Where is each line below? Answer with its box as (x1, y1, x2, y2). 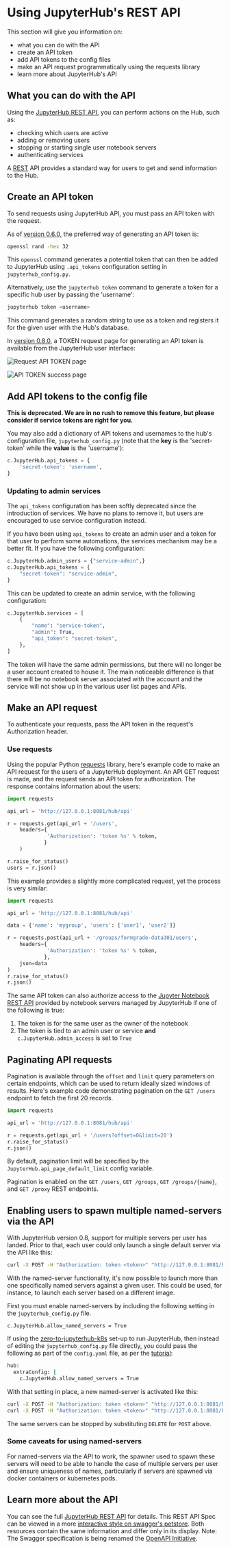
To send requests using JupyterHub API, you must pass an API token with (7, 209, 215, 217)
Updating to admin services (7, 486, 101, 495)
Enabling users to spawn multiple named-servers (7, 1205, 222, 1216)
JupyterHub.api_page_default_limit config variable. (7, 1164, 154, 1172)
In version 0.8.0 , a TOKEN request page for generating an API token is (7, 337, 204, 345)
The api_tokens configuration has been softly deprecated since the (7, 502, 196, 510)
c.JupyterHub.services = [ (7, 609, 84, 617)
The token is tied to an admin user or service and (16, 1027, 156, 1035)
